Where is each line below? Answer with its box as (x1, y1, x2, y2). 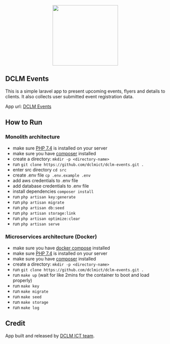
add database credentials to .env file (12, 183, 89, 189)
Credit (5, 319, 25, 328)
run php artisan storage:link (12, 210, 76, 216)
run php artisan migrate (12, 199, 64, 205)
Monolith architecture (5, 133, 60, 140)
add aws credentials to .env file (12, 177, 79, 183)
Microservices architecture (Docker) (5, 233, 97, 240)
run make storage (12, 299, 49, 305)
